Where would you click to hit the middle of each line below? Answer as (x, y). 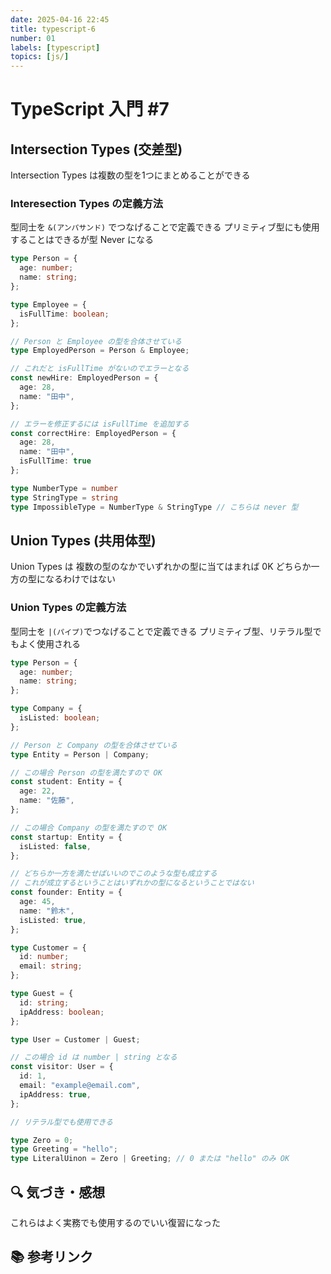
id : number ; (44, 957)
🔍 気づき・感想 (58, 1192)
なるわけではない (80, 579)
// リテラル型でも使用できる (61, 1122)
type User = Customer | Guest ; (75, 1039)
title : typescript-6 (53, 29)
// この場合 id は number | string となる (94, 1057)
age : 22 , (37, 791)
